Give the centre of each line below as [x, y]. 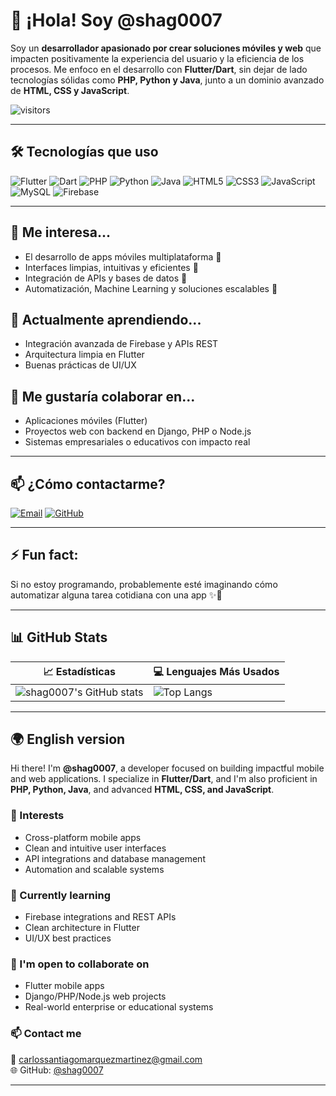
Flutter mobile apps [64, 986]
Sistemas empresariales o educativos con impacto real [137, 442]
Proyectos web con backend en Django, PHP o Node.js [138, 431]
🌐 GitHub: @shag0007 [57, 1070]
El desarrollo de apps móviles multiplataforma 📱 [123, 256]
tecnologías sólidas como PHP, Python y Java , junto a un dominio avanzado [167, 80]
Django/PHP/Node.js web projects [95, 996]
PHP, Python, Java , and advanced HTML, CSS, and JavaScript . [142, 790]
